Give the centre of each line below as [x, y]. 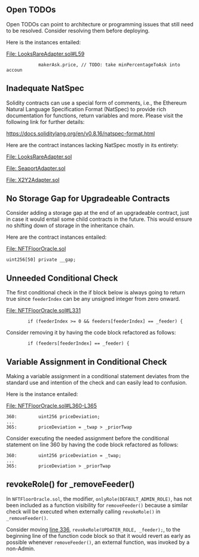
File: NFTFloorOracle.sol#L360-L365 [52, 406]
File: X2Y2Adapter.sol [33, 179]
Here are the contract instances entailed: [56, 237]
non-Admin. [21, 548]
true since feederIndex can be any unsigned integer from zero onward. [93, 299]
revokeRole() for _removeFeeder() [71, 484]
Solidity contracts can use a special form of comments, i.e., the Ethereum [97, 103]
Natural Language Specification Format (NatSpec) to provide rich [86, 109]
